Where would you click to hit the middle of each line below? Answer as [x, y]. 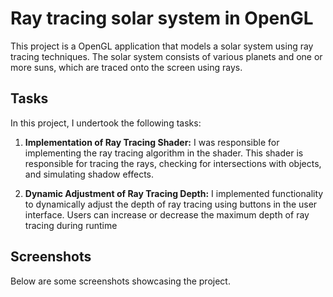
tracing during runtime [71, 225]
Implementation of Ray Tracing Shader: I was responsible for [152, 142]
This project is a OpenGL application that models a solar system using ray [162, 46]
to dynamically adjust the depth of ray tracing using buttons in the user [171, 204]
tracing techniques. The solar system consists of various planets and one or [166, 56]
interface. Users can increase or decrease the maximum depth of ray [167, 214]
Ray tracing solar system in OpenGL [162, 18]
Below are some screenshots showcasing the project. [120, 281]
